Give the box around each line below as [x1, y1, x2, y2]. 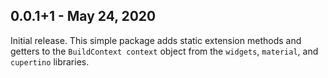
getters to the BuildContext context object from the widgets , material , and [10, 45, 319, 57]
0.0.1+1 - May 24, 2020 [10, 8, 157, 25]
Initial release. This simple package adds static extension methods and [10, 34, 302, 46]
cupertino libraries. [10, 55, 90, 68]
